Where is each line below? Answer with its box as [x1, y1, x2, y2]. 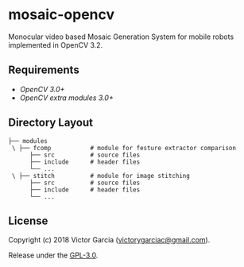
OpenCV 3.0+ [19, 84, 65, 94]
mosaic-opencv [8, 6, 115, 24]
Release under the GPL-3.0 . [8, 250, 99, 260]
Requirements [8, 64, 79, 77]
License [8, 214, 48, 227]
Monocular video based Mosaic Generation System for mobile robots [8, 32, 234, 41]
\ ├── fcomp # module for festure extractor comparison [11, 144, 237, 152]
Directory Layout [8, 116, 94, 130]
